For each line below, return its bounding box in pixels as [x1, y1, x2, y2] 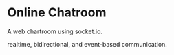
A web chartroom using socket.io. [7, 27, 103, 35]
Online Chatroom [7, 5, 107, 20]
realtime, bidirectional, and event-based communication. [7, 40, 167, 48]
